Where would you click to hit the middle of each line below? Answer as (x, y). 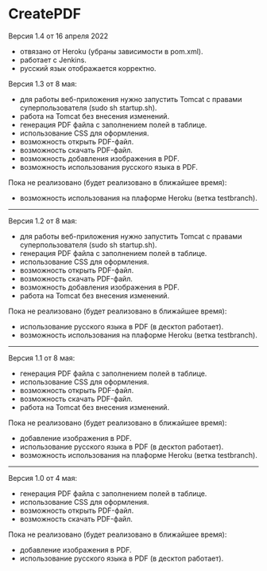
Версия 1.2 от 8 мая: (43, 221)
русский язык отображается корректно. (88, 68)
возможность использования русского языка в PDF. (109, 167)
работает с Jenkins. (53, 60)
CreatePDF (45, 14)
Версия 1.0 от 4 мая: (43, 478)
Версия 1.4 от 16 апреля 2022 (58, 36)
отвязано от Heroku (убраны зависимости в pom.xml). (111, 51)
